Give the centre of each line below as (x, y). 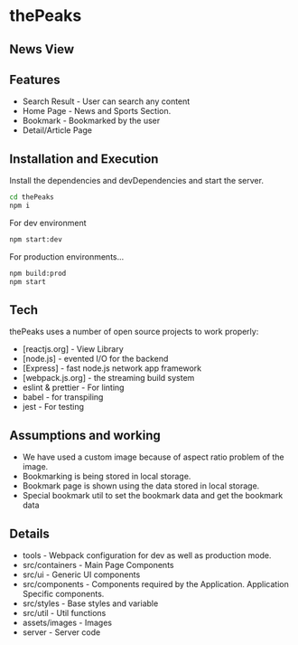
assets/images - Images (67, 623)
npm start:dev (36, 239)
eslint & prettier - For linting (73, 388)
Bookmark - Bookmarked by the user (91, 121)
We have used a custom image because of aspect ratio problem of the (153, 457)
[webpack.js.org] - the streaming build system (108, 378)
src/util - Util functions (64, 613)
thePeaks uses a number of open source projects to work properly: (134, 332)
